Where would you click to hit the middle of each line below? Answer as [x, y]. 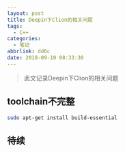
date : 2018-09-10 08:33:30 [45, 58]
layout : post [26, 13]
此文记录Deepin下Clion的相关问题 [71, 78]
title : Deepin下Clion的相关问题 [50, 20]
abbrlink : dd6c [29, 52]
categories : [24, 39]
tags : [15, 26]
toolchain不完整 [41, 102]
